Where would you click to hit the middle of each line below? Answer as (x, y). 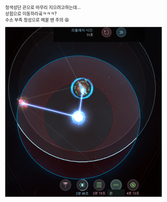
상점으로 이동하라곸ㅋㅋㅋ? (31, 13)
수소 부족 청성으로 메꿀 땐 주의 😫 (37, 20)
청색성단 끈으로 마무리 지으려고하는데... (43, 7)
